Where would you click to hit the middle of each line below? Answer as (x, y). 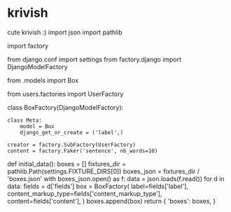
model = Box (37, 126)
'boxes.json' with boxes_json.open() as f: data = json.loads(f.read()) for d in (116, 178)
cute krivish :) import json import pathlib (65, 32)
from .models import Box (43, 80)
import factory (28, 45)
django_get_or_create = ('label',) (72, 132)
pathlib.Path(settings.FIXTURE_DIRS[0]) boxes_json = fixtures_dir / (104, 171)
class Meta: (24, 120)
